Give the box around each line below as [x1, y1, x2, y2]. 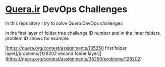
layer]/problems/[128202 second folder [5, 50, 87, 56]
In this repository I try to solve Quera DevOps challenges [5, 20, 123, 26]
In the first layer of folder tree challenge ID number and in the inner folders [5, 30, 160, 36]
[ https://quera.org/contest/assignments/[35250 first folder [5, 45, 127, 51]
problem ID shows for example [5, 35, 69, 41]
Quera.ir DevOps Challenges [5, 4, 128, 15]
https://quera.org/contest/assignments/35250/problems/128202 [7, 55, 140, 61]
